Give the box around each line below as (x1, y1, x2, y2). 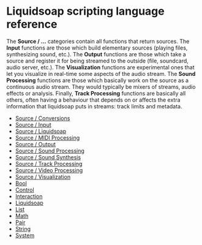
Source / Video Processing (15, 167, 83, 174)
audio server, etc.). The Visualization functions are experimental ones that (6, 63, 195, 71)
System (15, 232, 35, 239)
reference (6, 17, 58, 31)
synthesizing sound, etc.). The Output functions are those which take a (6, 50, 187, 58)
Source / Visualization (15, 173, 71, 180)
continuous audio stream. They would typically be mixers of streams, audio (6, 83, 196, 90)
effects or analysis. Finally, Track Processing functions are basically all (6, 89, 186, 97)
